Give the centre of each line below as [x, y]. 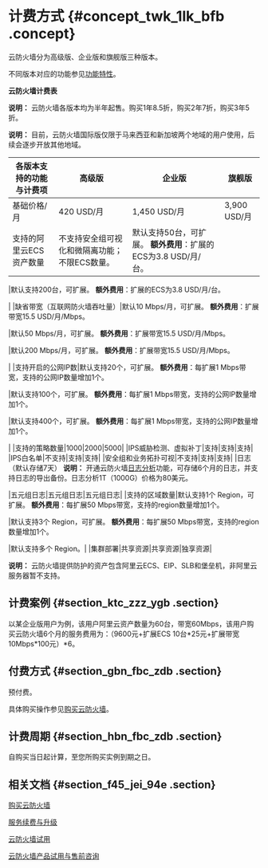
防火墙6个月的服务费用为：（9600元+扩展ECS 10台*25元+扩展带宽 [131, 634]
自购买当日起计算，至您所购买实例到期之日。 [82, 757]
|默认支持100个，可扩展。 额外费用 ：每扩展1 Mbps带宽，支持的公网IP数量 [129, 394]
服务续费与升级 [33, 823]
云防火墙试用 [29, 839]
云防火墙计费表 [33, 90]
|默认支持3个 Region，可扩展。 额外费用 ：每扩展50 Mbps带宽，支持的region [134, 521]
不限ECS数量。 [87, 262]
